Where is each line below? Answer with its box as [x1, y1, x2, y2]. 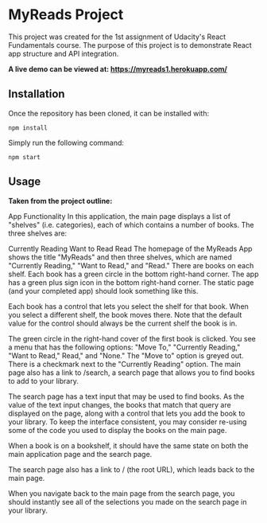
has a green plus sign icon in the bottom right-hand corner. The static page [8, 277, 254, 287]
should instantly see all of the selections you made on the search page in [8, 497, 247, 506]
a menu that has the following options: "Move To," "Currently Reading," [8, 342, 241, 352]
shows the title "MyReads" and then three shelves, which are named [8, 252, 233, 262]
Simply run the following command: [8, 138, 125, 147]
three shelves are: [8, 228, 68, 238]
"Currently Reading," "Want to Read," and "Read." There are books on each [8, 260, 254, 270]
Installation [8, 88, 65, 101]
